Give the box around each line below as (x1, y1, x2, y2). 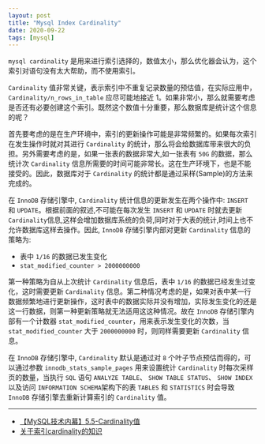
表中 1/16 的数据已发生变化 (19, 252, 108, 262)
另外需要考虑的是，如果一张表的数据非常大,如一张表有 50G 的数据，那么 (21, 149, 253, 159)
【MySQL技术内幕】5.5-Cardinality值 (19, 416, 140, 427)
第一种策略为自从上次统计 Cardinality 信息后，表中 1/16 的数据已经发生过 (8, 277, 249, 287)
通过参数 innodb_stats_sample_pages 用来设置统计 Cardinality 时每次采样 (14, 363, 254, 372)
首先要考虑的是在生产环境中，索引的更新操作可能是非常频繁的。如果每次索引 (8, 130, 257, 139)
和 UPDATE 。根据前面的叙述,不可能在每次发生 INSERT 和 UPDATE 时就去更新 (8, 205, 243, 215)
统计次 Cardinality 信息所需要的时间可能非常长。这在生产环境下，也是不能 (8, 159, 252, 168)
